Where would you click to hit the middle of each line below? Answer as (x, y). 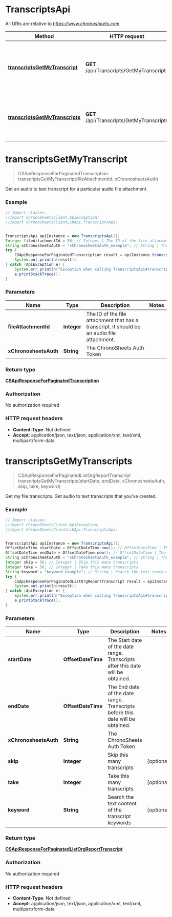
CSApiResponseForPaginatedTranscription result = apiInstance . (83, 255)
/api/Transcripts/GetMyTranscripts (127, 120)
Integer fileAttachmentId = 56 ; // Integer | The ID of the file (76, 241)
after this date (124, 666)
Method (44, 36)
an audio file (101, 333)
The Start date (125, 640)
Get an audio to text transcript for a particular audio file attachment (76, 189)
